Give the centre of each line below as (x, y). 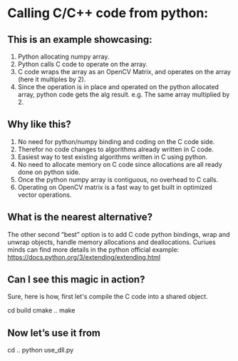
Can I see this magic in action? (76, 280)
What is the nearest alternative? (80, 217)
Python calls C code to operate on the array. (83, 64)
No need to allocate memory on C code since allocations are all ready (120, 164)
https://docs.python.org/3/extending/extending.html (84, 257)
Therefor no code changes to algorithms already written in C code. (115, 149)
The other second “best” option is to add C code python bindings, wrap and (119, 234)
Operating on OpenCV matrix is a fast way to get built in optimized (115, 187)
